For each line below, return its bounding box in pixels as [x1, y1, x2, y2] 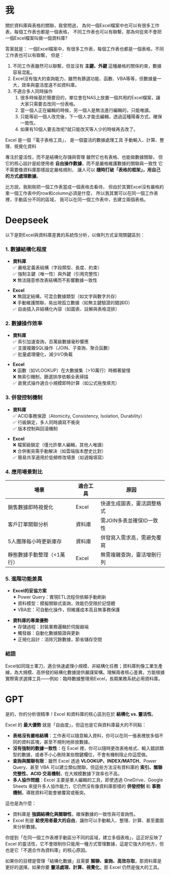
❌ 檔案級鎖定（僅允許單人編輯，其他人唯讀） [12, 442, 106, 448]
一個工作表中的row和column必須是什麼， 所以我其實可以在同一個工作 [9, 190, 154, 196]
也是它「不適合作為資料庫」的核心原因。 [5, 847, 90, 853]
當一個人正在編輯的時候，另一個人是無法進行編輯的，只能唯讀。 [20, 107, 153, 113]
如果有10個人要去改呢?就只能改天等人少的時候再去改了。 [20, 126, 138, 132]
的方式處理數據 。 [5, 173, 41, 179]
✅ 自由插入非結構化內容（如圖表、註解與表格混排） [12, 306, 120, 312]
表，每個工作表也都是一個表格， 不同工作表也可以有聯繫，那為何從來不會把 [5, 28, 162, 34]
